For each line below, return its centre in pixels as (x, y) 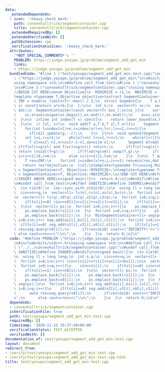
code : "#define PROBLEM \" (37, 238)
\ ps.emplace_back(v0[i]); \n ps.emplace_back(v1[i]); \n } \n (84, 279)
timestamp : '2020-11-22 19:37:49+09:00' (51, 325)
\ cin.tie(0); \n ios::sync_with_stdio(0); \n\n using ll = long (83, 188)
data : (11, 10)
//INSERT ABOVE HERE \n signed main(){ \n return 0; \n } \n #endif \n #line (87, 179)
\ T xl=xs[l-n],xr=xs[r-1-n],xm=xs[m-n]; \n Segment (79, 142)
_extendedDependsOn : (30, 14)
